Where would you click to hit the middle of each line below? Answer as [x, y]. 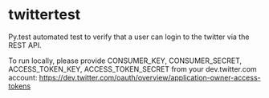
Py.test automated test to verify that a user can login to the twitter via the [129, 37]
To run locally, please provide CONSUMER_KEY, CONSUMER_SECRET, [125, 61]
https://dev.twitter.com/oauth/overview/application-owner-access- [150, 77]
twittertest [45, 15]
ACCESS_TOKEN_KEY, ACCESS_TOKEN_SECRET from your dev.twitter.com [132, 69]
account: [23, 77]
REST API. [25, 45]
